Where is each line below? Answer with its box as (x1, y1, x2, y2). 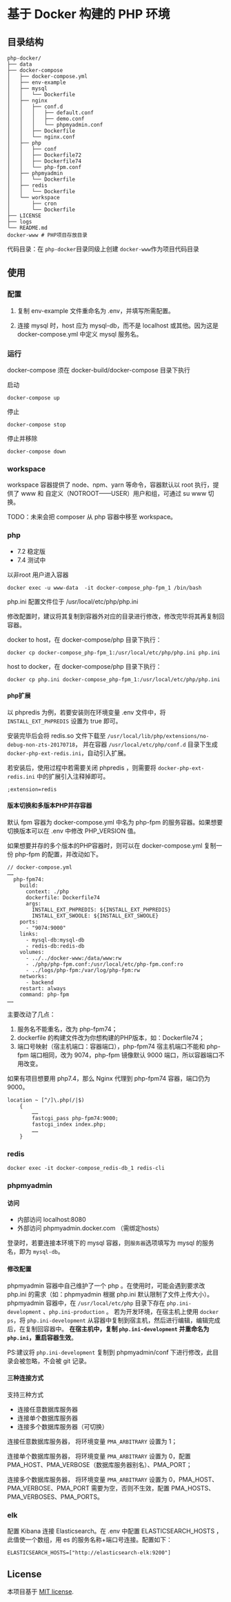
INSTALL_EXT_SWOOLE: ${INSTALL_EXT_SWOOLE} (32, 912, 159, 919)
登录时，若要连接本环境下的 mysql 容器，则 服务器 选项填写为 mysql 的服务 (7, 1239, 214, 1247)
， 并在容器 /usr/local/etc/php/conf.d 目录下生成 (74, 740, 219, 748)
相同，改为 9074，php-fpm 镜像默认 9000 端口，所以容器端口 (42, 1050, 219, 1059)
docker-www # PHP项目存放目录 (7, 232, 88, 239)
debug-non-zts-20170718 (7, 741, 76, 748)
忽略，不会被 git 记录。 (25, 1356, 91, 1365)
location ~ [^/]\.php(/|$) (7, 1097, 85, 1104)
